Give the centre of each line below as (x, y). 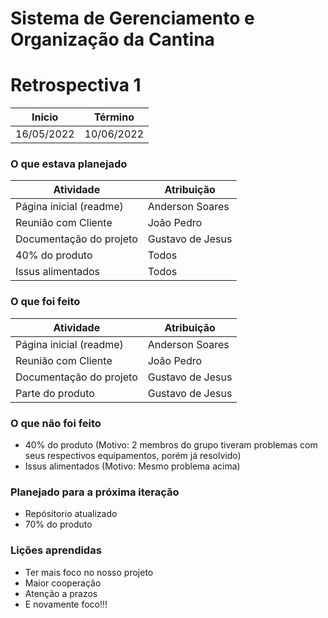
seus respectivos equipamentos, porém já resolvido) (133, 456)
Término (114, 117)
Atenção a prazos (61, 593)
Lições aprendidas (56, 550)
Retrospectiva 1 (76, 85)
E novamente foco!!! (66, 604)
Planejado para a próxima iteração (95, 492)
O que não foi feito (56, 423)
